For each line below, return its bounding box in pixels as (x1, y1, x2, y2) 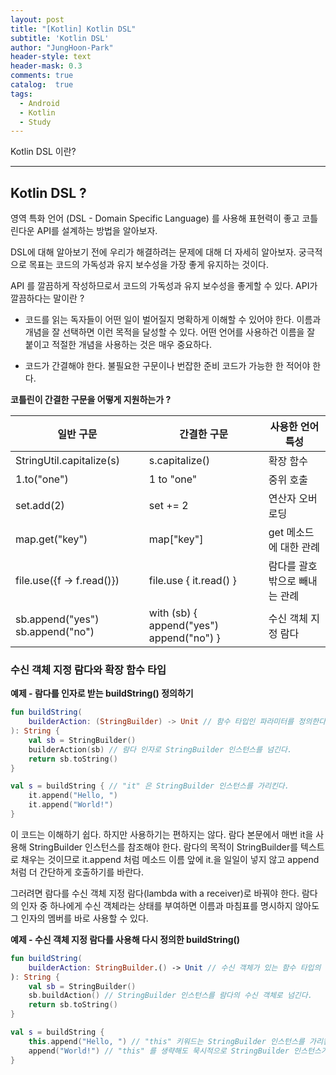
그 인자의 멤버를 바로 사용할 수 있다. (10, 912, 149, 924)
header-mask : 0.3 (10, 61, 83, 71)
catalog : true (10, 80, 74, 90)
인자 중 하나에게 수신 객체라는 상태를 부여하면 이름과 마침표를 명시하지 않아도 (20, 899, 320, 911)
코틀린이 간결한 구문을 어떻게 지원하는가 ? (10, 394, 172, 406)
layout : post (10, 14, 65, 25)
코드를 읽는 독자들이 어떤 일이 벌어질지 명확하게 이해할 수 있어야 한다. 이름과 (24, 314, 322, 326)
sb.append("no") (15, 625, 95, 639)
